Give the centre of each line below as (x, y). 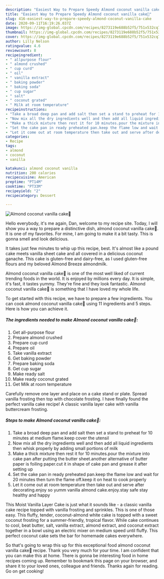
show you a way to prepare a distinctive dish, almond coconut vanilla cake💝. (82, 228)
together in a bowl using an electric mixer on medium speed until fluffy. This (82, 530)
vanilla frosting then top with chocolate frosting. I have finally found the (77, 399)
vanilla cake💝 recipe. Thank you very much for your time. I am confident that (82, 550)
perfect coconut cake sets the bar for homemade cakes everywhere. (74, 536)
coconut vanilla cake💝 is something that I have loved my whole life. (73, 289)
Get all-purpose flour (34, 332)
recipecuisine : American (31, 177)
